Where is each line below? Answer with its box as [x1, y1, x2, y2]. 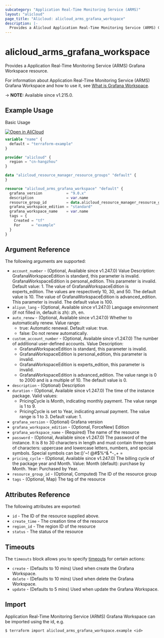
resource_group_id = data [9, 200, 80, 205]
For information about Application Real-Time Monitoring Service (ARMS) [5, 77, 150, 83]
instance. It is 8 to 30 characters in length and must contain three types [12, 440, 156, 446]
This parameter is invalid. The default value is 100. [12, 299, 113, 305]
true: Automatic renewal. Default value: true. [19, 325, 108, 331]
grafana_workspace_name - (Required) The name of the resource [12, 430, 140, 435]
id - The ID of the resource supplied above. [12, 513, 100, 519]
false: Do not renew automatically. [19, 331, 88, 336]
